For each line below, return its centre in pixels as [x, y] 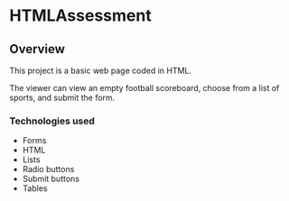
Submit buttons [51, 179]
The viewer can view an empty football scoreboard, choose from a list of [144, 88]
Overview [37, 49]
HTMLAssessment [80, 16]
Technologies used [52, 121]
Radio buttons [48, 169]
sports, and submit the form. [62, 97]
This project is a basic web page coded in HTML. [101, 70]
